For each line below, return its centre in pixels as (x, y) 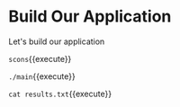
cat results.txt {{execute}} (60, 94)
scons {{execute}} (40, 58)
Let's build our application (57, 41)
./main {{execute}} (42, 76)
